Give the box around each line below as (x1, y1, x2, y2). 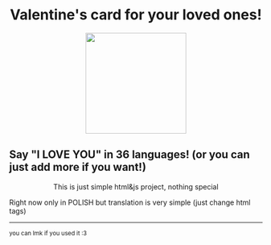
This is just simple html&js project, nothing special (52, 181, 220, 191)
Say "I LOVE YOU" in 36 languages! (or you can (9, 147, 250, 162)
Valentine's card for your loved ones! (10, 6, 262, 24)
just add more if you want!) (9, 160, 147, 174)
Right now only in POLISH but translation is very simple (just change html (9, 197, 251, 207)
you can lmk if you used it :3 (9, 229, 88, 237)
